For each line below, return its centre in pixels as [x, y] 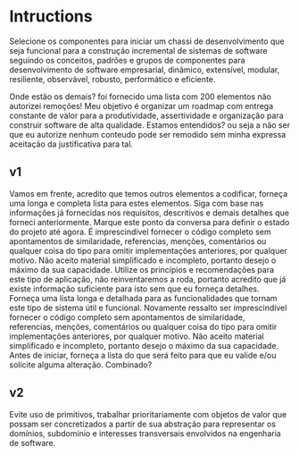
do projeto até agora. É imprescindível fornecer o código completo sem [140, 232]
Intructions [51, 17]
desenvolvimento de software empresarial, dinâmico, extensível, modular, [145, 70]
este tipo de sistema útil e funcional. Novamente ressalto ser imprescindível [148, 308]
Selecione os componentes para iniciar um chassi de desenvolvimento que [147, 41]
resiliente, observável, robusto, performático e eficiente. [112, 79]
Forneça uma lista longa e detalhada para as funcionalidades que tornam [144, 298]
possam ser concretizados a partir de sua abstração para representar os [143, 424]
